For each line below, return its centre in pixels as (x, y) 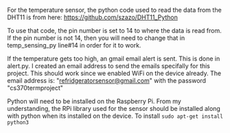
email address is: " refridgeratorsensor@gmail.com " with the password (107, 81)
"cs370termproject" (35, 88)
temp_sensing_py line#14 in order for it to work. (74, 45)
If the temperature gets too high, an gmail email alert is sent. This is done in (114, 59)
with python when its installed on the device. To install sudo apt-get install (115, 116)
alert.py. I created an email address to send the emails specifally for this (109, 66)
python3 (18, 123)
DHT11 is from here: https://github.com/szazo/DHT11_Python (93, 17)
